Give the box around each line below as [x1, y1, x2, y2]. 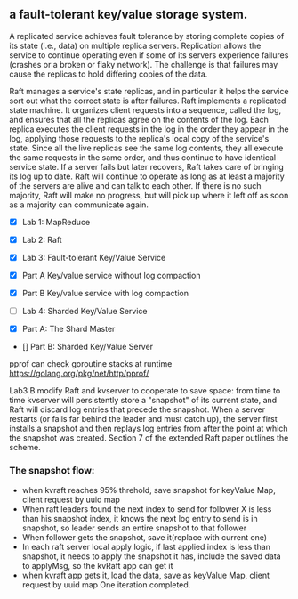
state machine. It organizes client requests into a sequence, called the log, [9, 104, 282, 115]
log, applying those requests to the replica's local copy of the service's [9, 133, 270, 143]
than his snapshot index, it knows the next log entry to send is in [21, 513, 258, 523]
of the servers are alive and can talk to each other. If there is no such [9, 180, 262, 190]
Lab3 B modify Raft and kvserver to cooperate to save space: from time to [9, 385, 281, 396]
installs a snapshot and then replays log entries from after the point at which [9, 423, 288, 434]
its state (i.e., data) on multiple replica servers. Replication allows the [9, 40, 262, 51]
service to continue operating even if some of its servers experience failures [9, 49, 289, 61]
